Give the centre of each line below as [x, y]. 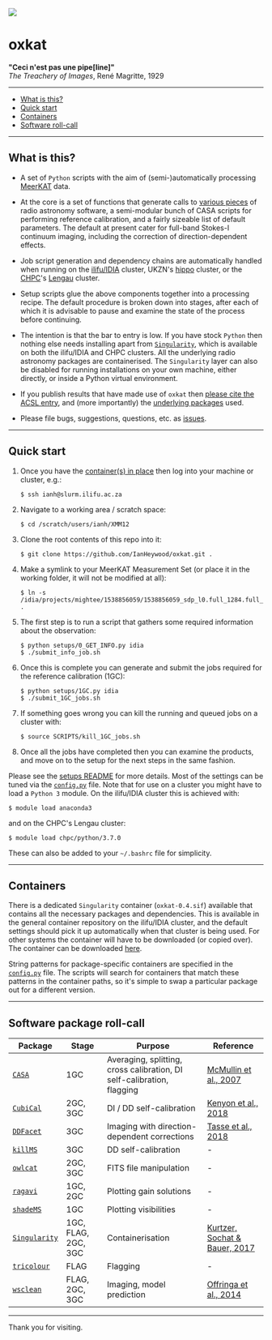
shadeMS [27, 1209]
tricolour [31, 1266]
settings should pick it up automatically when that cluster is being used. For [134, 931]
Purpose [153, 1046]
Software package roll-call [77, 1023]
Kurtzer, [222, 1228]
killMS [25, 1150]
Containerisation [138, 1238]
